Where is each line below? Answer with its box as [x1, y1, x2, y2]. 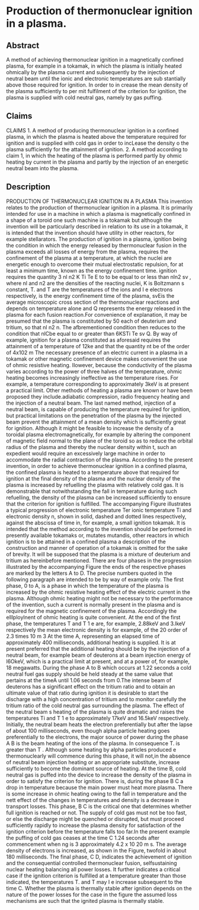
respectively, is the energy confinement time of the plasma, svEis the [6, 292, 175, 299]
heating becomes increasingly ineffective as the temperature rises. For [6, 374, 179, 381]
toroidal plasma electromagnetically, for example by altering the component [6, 431, 191, 438]
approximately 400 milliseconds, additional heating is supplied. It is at [6, 639, 176, 646]
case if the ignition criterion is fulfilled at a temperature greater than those [6, 872, 187, 879]
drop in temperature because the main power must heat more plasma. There [6, 784, 192, 791]
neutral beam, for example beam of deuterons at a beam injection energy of [6, 651, 191, 658]
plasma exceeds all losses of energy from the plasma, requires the [6, 248, 168, 255]
